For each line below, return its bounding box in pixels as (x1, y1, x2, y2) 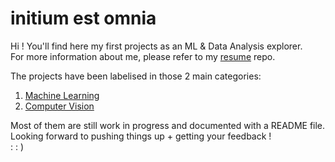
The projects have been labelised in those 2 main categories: (10, 70, 262, 82)
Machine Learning (24, 89, 100, 101)
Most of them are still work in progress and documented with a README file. (10, 119, 326, 131)
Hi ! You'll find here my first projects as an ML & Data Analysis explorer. (10, 40, 303, 52)
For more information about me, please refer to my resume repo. (10, 50, 276, 62)
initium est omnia (10, 7, 157, 30)
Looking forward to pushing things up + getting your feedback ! (10, 130, 272, 142)
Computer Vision (24, 100, 95, 112)
